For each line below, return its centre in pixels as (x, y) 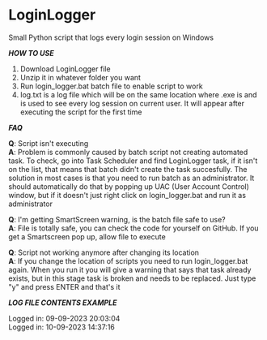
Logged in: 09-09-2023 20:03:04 (64, 318)
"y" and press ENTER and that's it (64, 286)
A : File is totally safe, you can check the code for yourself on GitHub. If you (133, 228)
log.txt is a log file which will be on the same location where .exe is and (138, 94)
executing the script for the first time (81, 112)
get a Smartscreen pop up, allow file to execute (87, 236)
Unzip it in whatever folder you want (81, 77)
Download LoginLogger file (65, 69)
